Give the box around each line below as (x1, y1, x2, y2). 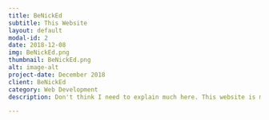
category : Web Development (8, 85, 98, 94)
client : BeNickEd (8, 78, 66, 86)
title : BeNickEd (8, 11, 62, 20)
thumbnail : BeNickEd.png (8, 56, 91, 64)
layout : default (8, 26, 62, 34)
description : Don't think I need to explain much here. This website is (8, 93, 256, 101)
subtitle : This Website (8, 19, 88, 27)
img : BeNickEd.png (8, 48, 70, 56)
